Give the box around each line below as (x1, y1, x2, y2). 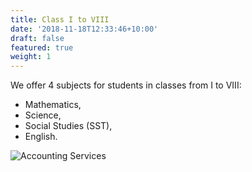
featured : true (10, 42, 74, 53)
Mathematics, (24, 99, 82, 111)
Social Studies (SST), (24, 120, 113, 132)
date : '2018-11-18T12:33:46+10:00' (10, 24, 159, 34)
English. (24, 131, 58, 143)
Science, (24, 109, 62, 121)
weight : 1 (10, 52, 52, 62)
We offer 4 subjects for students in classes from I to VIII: (10, 79, 242, 91)
